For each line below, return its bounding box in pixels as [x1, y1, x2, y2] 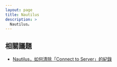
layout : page [5, 7, 33, 13]
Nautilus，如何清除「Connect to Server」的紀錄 [12, 56, 112, 62]
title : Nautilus [5, 12, 39, 17]
